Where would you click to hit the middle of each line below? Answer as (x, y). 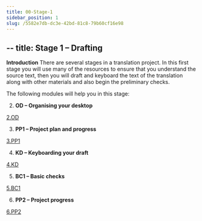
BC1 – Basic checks (40, 177)
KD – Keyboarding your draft (52, 153)
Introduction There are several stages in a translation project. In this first (97, 63)
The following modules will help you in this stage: (68, 94)
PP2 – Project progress (44, 200)
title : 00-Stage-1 (30, 12)
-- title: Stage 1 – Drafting (54, 48)
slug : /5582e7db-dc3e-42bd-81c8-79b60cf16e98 (65, 23)
